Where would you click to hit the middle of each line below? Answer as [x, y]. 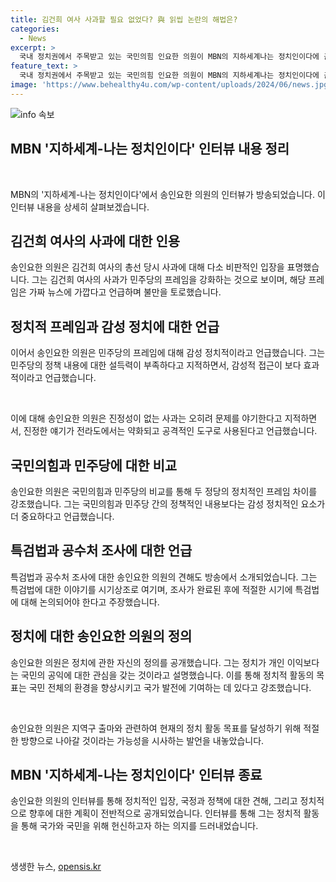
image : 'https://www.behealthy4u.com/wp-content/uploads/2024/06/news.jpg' [171, 85]
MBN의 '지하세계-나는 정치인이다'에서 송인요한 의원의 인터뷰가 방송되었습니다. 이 [168, 194]
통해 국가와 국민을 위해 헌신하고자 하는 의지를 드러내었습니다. [139, 826]
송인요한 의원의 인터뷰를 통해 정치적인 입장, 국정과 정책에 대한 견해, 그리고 [154, 801]
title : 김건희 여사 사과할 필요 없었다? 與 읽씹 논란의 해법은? [124, 19]
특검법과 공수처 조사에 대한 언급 [101, 551]
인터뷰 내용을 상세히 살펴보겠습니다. [80, 207]
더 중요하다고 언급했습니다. [62, 516]
